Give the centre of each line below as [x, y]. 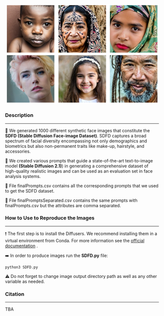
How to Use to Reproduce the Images [50, 218]
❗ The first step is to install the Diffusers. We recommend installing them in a [81, 234]
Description [19, 115]
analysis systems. [23, 176]
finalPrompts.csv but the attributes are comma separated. [63, 205]
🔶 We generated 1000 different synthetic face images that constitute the [78, 130]
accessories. [18, 151]
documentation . [21, 246]
